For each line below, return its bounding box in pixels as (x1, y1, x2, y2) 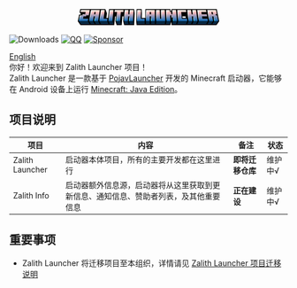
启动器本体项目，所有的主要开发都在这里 (65, 154, 213, 165)
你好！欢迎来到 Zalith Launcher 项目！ (9, 61, 148, 72)
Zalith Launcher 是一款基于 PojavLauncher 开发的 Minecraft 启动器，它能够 (9, 73, 283, 83)
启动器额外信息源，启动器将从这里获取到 (65, 179, 213, 190)
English (9, 51, 36, 61)
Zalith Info (12, 191, 50, 201)
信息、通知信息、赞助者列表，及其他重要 (72, 191, 221, 201)
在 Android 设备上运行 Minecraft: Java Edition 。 (9, 83, 183, 94)
